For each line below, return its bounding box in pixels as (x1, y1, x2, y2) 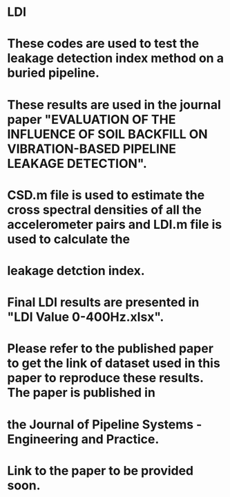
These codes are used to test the (7, 36, 199, 52)
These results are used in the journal (7, 97, 221, 113)
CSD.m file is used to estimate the (7, 187, 205, 203)
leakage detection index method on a (7, 50, 224, 66)
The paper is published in (7, 385, 155, 401)
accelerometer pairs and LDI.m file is (7, 216, 222, 232)
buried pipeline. (7, 65, 100, 81)
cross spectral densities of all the (7, 202, 202, 218)
